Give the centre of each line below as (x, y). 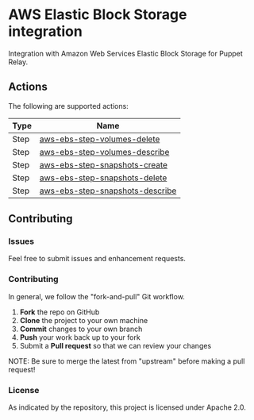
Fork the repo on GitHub (60, 312)
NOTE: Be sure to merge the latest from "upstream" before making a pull (127, 361)
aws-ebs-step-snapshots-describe (108, 191)
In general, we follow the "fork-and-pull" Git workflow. (96, 296)
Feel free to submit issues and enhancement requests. (97, 259)
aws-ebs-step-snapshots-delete (103, 178)
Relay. (18, 62)
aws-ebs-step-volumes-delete (100, 139)
